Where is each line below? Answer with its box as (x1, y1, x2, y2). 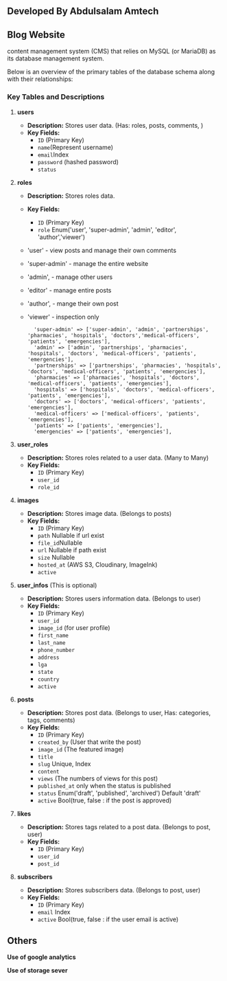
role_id (37, 484, 60, 490)
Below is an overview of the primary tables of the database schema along (7, 68, 215, 76)
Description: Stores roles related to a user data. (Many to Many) (27, 453, 209, 462)
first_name (37, 632, 69, 639)
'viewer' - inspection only (27, 313, 99, 321)
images (16, 496, 39, 504)
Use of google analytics (7, 953, 77, 961)
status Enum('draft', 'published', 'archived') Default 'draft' (37, 789, 201, 797)
